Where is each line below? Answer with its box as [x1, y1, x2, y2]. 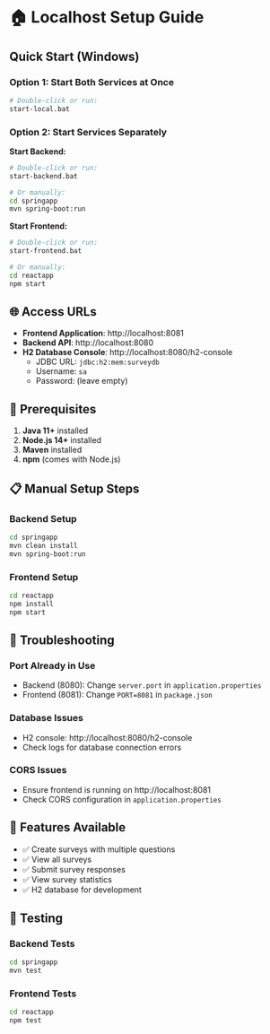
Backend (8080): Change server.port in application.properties [22, 680, 262, 691]
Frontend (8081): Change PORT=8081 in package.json [22, 690, 213, 700]
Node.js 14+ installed [22, 435, 101, 446]
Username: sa [35, 366, 87, 377]
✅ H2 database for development [22, 884, 142, 895]
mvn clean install [9, 541, 78, 550]
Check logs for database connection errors [22, 742, 182, 752]
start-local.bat [9, 104, 70, 113]
